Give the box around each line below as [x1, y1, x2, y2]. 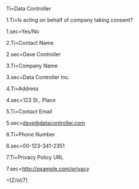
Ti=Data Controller [6, 5, 51, 12]
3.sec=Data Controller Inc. [6, 74, 70, 80]
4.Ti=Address [6, 85, 39, 92]
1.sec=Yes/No [6, 28, 39, 35]
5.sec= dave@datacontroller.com [6, 119, 85, 126]
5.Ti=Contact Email [6, 108, 52, 115]
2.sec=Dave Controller [6, 51, 61, 58]
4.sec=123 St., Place [6, 97, 56, 103]
